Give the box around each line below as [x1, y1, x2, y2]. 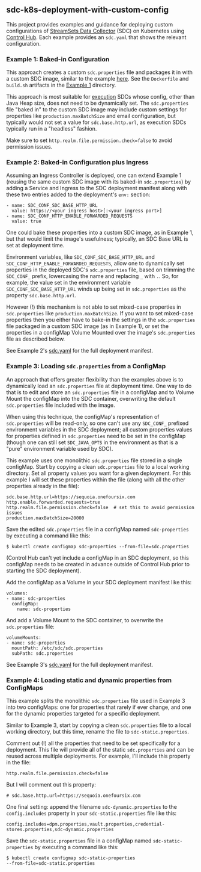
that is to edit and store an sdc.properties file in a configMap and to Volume [6, 388, 194, 396]
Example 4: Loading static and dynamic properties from [6, 676, 172, 684]
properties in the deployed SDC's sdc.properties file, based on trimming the [6, 266, 195, 273]
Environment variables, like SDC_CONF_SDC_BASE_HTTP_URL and [6, 253, 155, 261]
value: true [11, 218, 42, 224]
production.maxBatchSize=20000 [6, 515, 85, 521]
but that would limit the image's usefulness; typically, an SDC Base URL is [6, 235, 188, 243]
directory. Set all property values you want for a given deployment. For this [6, 469, 191, 477]
